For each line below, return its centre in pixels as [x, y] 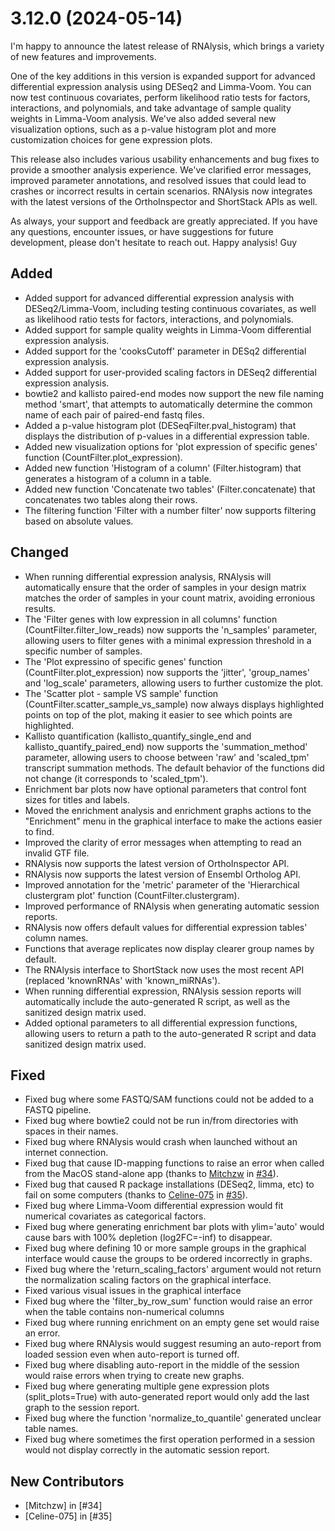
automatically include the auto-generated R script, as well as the [157, 1001]
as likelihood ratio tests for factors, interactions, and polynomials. [159, 319]
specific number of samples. [83, 651]
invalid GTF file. [57, 853]
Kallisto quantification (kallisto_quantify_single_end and [138, 736]
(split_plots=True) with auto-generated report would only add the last [167, 1397]
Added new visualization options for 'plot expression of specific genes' [171, 446]
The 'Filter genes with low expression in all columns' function [151, 619]
